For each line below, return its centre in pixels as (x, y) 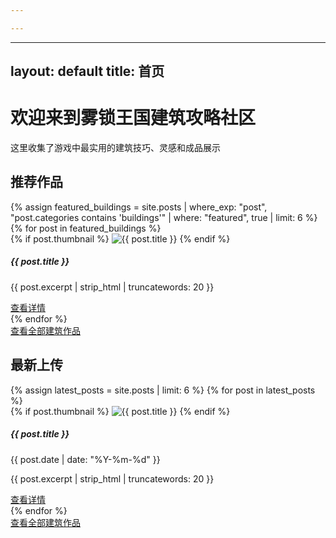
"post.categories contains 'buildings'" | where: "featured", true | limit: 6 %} (164, 217)
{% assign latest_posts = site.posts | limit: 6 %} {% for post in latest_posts (163, 390)
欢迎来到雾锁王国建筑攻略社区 (133, 118)
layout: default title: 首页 (87, 71)
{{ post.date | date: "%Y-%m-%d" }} (85, 459)
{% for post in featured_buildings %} (86, 228)
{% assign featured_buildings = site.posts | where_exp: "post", (139, 207)
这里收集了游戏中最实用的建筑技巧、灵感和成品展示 (115, 148)
